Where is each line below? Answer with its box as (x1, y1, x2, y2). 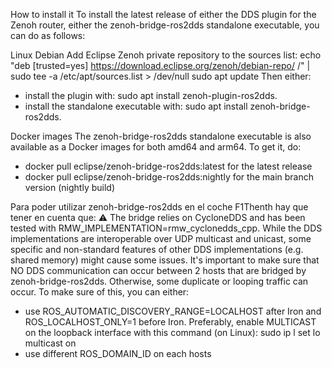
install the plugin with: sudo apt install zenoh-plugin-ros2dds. (24, 90, 278, 101)
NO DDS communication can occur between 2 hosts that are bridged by (10, 265, 307, 276)
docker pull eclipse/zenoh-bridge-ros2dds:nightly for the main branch (24, 171, 314, 183)
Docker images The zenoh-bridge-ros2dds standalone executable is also (10, 130, 312, 142)
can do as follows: (10, 30, 86, 41)
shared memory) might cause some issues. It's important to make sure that (10, 254, 320, 266)
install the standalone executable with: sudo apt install (24, 100, 248, 112)
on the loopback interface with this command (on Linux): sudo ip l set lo (24, 327, 321, 338)
